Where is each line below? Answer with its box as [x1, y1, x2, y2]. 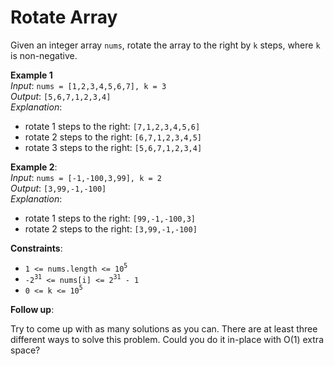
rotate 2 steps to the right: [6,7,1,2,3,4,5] [24, 131, 202, 143]
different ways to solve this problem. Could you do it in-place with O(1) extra [10, 333, 324, 345]
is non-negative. [10, 49, 78, 61]
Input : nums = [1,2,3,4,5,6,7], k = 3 [10, 79, 167, 91]
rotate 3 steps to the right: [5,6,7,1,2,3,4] [24, 141, 203, 153]
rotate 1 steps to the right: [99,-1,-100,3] [24, 212, 196, 224]
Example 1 [10, 69, 53, 81]
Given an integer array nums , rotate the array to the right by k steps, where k [10, 39, 321, 51]
